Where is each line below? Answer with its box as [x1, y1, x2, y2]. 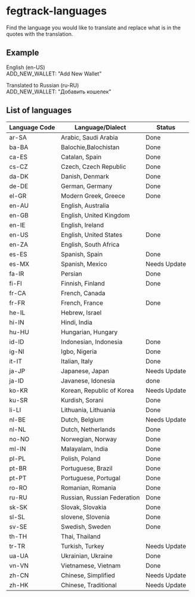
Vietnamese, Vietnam [60, 561, 121, 569]
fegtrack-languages [6, 4, 107, 18]
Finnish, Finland [60, 279, 106, 287]
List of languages [6, 105, 72, 116]
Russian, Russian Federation [60, 493, 140, 501]
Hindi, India [60, 318, 92, 326]
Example [6, 48, 39, 58]
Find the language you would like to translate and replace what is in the [6, 24, 181, 31]
